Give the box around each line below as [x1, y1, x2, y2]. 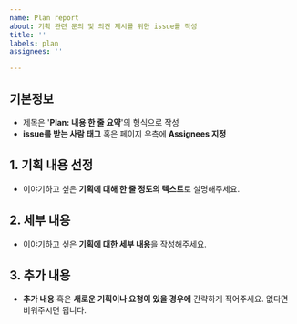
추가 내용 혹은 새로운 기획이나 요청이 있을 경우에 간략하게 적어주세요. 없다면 [22, 293, 289, 305]
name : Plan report [9, 13, 79, 23]
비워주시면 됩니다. [22, 305, 87, 316]
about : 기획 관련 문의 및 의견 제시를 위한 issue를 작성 [9, 22, 198, 31]
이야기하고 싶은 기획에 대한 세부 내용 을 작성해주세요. [22, 238, 207, 249]
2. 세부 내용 [9, 213, 71, 228]
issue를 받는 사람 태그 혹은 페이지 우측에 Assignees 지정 [22, 128, 227, 139]
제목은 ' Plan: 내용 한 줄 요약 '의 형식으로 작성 [22, 116, 179, 127]
